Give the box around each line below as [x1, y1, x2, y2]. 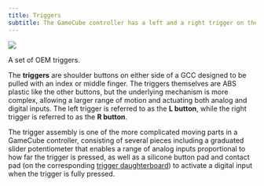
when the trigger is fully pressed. [8, 169, 115, 178]
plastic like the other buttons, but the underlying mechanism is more [8, 87, 229, 97]
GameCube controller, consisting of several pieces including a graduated [8, 135, 244, 145]
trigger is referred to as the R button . [8, 111, 128, 122]
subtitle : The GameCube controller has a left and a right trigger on [8, 19, 244, 27]
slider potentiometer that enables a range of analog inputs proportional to [8, 144, 246, 153]
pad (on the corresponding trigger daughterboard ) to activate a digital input [8, 160, 253, 170]
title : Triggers [8, 11, 61, 20]
